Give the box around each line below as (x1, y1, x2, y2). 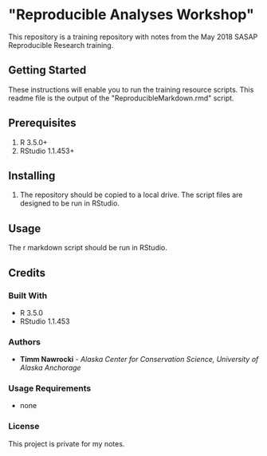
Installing (8, 169, 56, 183)
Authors (8, 336, 41, 348)
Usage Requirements (8, 383, 92, 394)
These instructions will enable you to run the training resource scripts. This (8, 85, 254, 94)
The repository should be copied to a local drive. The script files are (19, 190, 243, 200)
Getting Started (8, 64, 87, 77)
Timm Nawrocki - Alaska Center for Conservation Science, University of (19, 355, 259, 364)
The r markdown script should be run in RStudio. (8, 243, 167, 253)
